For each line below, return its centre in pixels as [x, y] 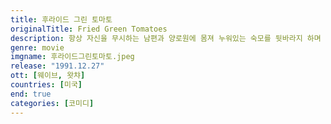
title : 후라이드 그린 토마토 [61, 19]
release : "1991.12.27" [57, 66]
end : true [31, 94]
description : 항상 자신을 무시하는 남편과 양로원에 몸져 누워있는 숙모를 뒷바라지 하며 [166, 38]
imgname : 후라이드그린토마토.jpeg [72, 57]
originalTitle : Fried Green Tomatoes [89, 29]
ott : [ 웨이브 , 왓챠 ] [48, 76]
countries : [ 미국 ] [46, 85]
